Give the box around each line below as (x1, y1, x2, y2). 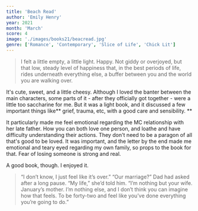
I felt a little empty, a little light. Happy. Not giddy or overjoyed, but (20, 57, 182, 65)
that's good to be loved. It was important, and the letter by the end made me (6, 138, 192, 145)
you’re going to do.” (20, 198, 69, 205)
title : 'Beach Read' (6, 8, 57, 15)
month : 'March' (6, 25, 44, 31)
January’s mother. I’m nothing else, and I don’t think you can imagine (20, 186, 188, 193)
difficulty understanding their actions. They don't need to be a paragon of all (6, 131, 193, 138)
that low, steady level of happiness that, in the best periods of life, (20, 64, 181, 71)
